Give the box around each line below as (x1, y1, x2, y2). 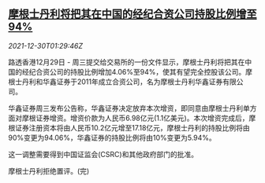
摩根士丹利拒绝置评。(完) (8, 166, 90, 175)
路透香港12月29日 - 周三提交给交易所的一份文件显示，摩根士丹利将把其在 (8, 57, 245, 67)
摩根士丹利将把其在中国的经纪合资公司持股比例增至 (8, 7, 257, 21)
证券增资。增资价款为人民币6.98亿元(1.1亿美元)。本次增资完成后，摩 (35, 113, 256, 123)
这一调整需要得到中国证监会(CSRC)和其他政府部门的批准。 (8, 149, 199, 159)
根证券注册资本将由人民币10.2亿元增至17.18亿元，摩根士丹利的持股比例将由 (8, 123, 250, 132)
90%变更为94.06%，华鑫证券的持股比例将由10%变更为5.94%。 (8, 133, 217, 142)
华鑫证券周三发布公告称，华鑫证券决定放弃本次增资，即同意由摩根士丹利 (8, 103, 243, 112)
